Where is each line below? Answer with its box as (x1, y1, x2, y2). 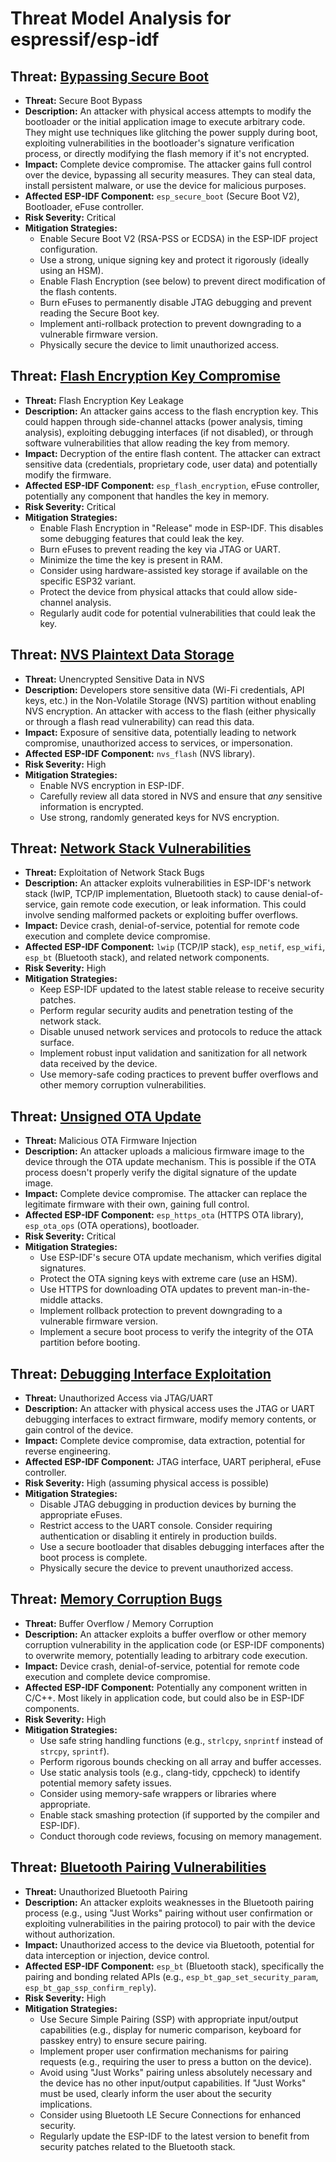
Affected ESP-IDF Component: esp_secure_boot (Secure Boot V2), (24, 190, 300, 202)
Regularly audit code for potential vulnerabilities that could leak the (39, 607, 316, 619)
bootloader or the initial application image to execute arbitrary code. (24, 116, 306, 127)
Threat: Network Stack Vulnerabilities (10, 840, 252, 857)
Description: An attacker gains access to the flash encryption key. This (24, 405, 319, 417)
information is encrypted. (39, 800, 144, 812)
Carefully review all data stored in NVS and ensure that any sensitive (39, 790, 323, 802)
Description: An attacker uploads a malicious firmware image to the (24, 1145, 305, 1157)
